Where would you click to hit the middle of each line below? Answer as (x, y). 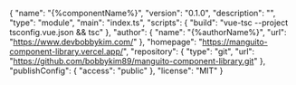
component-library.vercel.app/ (67, 52)
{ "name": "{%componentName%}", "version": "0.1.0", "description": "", (143, 13)
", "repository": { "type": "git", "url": (189, 52)
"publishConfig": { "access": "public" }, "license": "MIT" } (116, 71)
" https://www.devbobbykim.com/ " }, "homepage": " (106, 42)
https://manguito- (235, 42)
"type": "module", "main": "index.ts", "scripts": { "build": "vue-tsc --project (149, 23)
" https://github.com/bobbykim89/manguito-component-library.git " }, (138, 61)
